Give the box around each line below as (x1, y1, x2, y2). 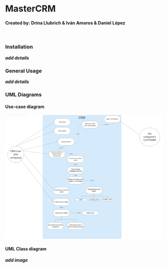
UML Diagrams (5, 91, 42, 98)
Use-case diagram (5, 103, 44, 109)
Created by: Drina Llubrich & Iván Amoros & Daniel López (5, 19, 126, 25)
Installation (5, 43, 33, 50)
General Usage (5, 67, 42, 74)
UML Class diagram (5, 245, 46, 251)
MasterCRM (5, 3, 56, 14)
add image (5, 257, 28, 263)
